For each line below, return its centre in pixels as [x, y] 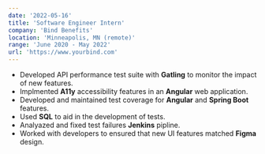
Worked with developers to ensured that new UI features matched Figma [138, 133]
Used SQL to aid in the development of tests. [92, 116]
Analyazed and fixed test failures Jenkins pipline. [100, 125]
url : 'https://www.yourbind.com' [63, 52]
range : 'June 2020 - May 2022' [60, 45]
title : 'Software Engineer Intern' [67, 23]
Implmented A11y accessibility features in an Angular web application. [134, 91]
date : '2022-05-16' [40, 15]
